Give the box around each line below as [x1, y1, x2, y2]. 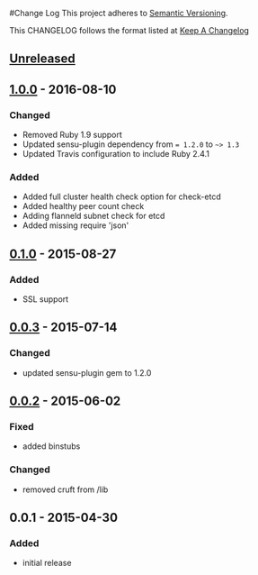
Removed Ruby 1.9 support [22, 130, 123, 141]
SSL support [22, 294, 69, 305]
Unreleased [9, 51, 76, 67]
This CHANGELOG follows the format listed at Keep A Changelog [9, 25, 250, 35]
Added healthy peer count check [22, 201, 145, 212]
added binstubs [22, 441, 81, 452]
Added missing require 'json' [22, 220, 129, 231]
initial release [22, 558, 72, 569]
